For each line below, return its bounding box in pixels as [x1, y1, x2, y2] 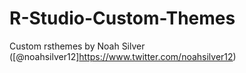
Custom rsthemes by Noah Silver [9, 40, 146, 52]
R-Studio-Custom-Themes [9, 7, 236, 30]
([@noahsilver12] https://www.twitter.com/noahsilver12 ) [9, 50, 237, 62]
